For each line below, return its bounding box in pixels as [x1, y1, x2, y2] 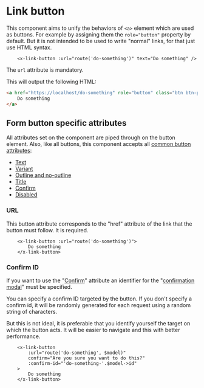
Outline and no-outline [15, 171, 72, 179]
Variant [15, 165, 33, 173]
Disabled [15, 191, 38, 198]
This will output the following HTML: [6, 78, 97, 85]
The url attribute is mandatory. [6, 66, 84, 74]
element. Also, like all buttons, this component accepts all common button [6, 140, 191, 148]
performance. [6, 333, 41, 340]
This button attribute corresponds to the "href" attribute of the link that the [6, 220, 192, 227]
